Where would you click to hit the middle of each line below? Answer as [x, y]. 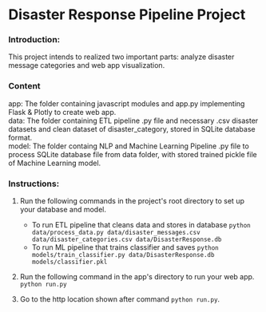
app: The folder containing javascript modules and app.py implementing [127, 103]
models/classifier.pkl [69, 262]
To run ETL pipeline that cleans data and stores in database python [141, 225]
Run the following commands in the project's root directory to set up [132, 201]
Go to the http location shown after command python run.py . [120, 299]
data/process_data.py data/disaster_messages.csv [116, 233]
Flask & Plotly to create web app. [62, 112]
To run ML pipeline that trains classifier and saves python [125, 247]
